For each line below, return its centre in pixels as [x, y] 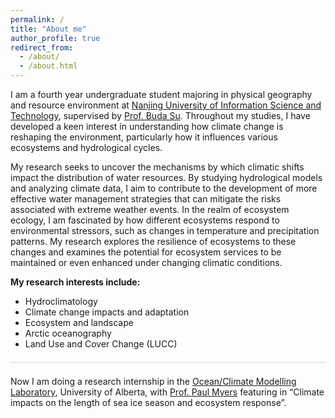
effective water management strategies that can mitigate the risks [146, 199]
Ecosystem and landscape [79, 322]
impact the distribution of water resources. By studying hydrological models [166, 177]
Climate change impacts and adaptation [107, 312]
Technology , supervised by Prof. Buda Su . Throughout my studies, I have [160, 115]
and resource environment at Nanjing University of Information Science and [166, 105]
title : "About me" [48, 29]
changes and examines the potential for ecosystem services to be [146, 252]
